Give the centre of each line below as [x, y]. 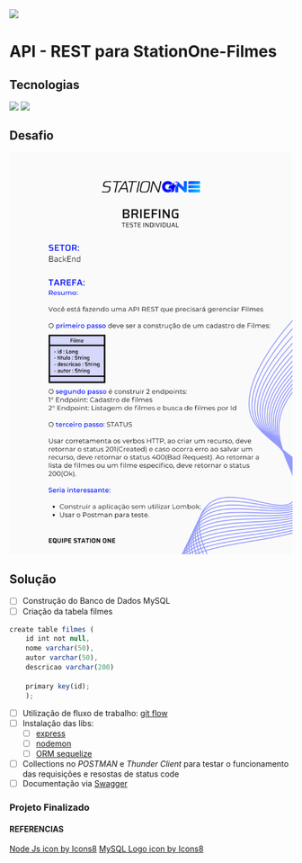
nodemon [53, 743]
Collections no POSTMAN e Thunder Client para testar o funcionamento [155, 763]
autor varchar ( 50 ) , [62, 658]
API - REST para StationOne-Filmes [143, 52]
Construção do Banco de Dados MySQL [96, 601]
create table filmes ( [52, 629]
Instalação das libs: [58, 723]
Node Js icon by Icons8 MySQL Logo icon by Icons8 [107, 849]
